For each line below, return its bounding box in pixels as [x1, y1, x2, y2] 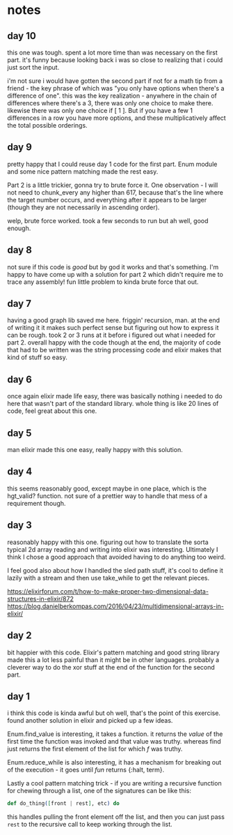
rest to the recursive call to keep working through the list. [7, 820, 172, 829]
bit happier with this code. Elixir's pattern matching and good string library [7, 648, 220, 656]
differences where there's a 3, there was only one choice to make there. [7, 99, 214, 107]
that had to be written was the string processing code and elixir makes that [7, 346, 222, 354]
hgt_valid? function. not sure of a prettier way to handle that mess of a [7, 491, 208, 500]
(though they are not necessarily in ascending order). [7, 203, 160, 211]
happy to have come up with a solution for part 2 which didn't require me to [7, 270, 224, 278]
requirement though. [7, 499, 66, 507]
